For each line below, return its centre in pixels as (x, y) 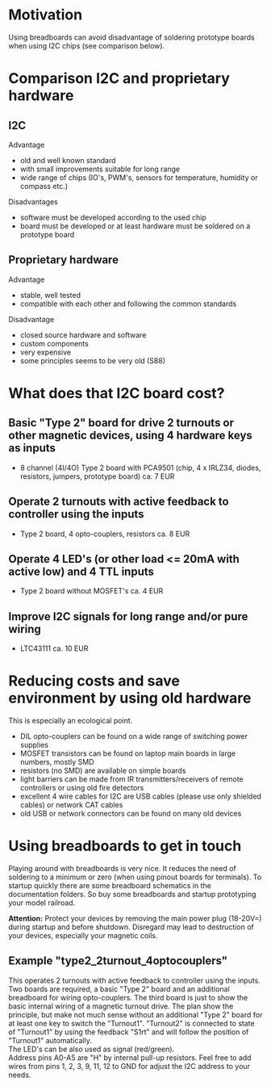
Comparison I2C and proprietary (119, 79)
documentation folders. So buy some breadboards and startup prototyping (132, 895)
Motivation (46, 15)
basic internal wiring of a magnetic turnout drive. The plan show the (121, 1006)
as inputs (32, 449)
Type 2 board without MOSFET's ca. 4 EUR (92, 591)
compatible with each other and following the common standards (128, 304)
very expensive (45, 352)
